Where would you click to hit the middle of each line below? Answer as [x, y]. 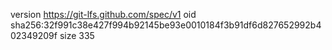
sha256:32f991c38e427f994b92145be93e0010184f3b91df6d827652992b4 [166, 25]
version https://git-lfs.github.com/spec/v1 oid [103, 14]
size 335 [77, 35]
